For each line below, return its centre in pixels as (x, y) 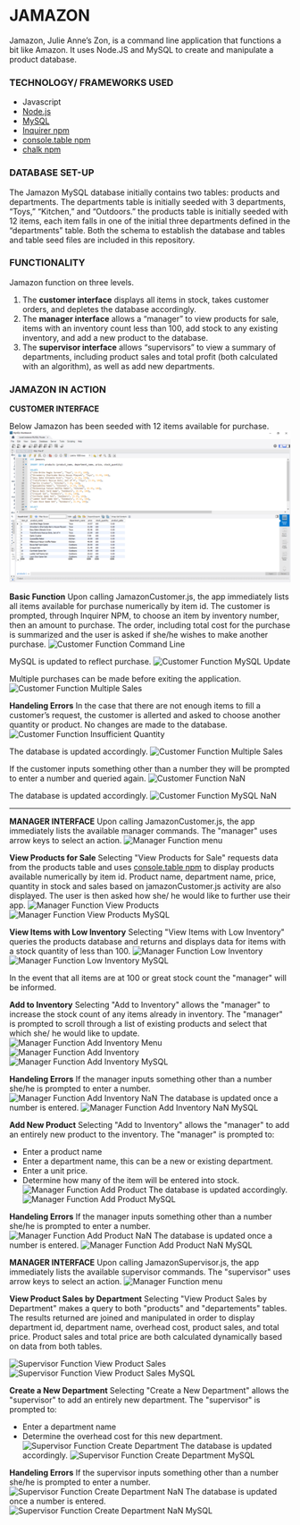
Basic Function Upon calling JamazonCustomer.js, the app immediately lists (149, 597)
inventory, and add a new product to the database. (115, 337)
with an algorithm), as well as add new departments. (118, 366)
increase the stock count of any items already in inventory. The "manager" (146, 1014)
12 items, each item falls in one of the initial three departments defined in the (150, 221)
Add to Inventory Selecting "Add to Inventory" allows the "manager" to (140, 1004)
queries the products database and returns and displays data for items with (148, 941)
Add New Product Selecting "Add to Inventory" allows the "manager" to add (150, 1124)
